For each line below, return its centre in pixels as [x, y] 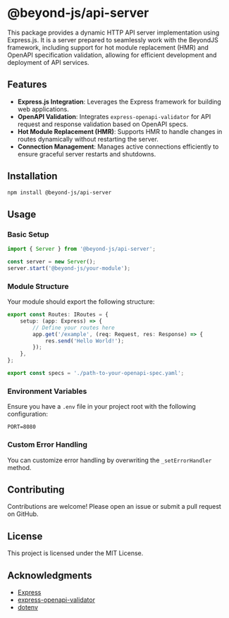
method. [19, 467]
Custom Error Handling [48, 445]
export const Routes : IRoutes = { [58, 315]
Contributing [36, 489]
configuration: [27, 414]
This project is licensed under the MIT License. [75, 553]
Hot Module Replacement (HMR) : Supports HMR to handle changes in [120, 131]
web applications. [43, 109]
